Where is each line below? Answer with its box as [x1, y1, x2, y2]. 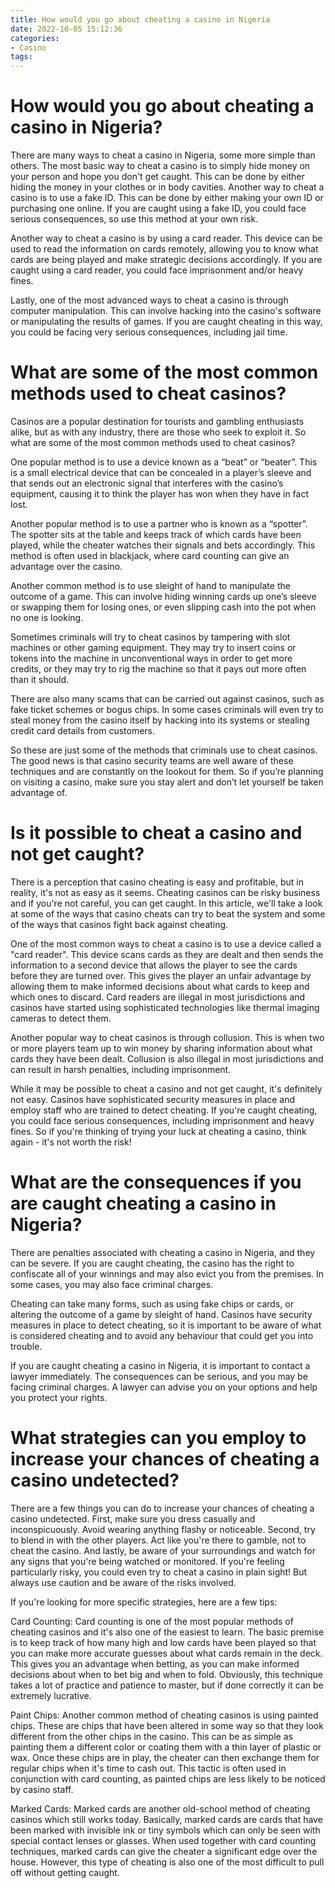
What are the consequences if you [10, 1171, 302, 1194]
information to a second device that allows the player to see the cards [10, 959, 298, 971]
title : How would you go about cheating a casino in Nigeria [10, 14, 271, 25]
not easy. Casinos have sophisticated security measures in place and [10, 1093, 296, 1105]
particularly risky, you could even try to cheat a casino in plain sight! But [10, 1566, 308, 1578]
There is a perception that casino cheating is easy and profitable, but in [10, 876, 304, 888]
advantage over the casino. [10, 561, 123, 572]
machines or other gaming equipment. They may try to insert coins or [10, 642, 297, 653]
